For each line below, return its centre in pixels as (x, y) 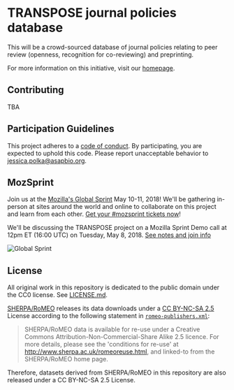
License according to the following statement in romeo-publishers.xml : (109, 316)
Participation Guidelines (61, 129)
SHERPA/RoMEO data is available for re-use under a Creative (112, 329)
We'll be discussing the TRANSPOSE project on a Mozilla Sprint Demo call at (117, 228)
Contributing (36, 90)
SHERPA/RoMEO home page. (66, 359)
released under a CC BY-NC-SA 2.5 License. (72, 380)
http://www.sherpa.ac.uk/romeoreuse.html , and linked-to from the (119, 352)
